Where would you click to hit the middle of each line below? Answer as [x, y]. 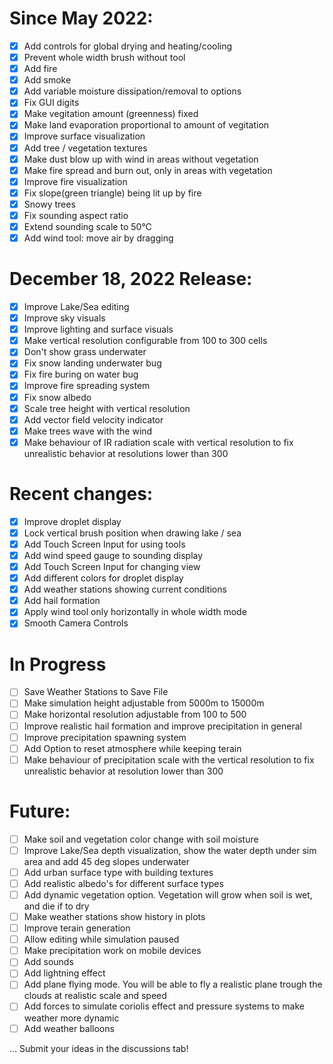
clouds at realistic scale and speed [95, 996]
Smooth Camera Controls [76, 623]
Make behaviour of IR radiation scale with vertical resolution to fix [158, 442]
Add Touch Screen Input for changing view [112, 566]
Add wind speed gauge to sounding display [113, 555]
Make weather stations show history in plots [114, 916]
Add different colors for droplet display [103, 578]
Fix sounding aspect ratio [76, 215]
